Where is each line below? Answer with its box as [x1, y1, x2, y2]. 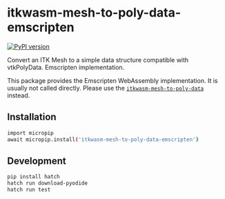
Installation [7, 111, 57, 123]
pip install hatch [7, 173, 60, 180]
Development [7, 155, 67, 167]
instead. [7, 91, 30, 99]
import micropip [7, 129, 54, 136]
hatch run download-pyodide [7, 180, 88, 187]
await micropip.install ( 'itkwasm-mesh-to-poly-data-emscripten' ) [7, 136, 199, 143]
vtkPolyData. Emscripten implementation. [7, 63, 125, 71]
